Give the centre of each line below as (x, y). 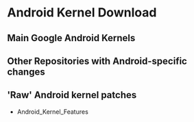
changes (26, 72)
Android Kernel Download (82, 13)
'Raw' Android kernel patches (72, 95)
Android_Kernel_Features (53, 112)
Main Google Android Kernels (71, 38)
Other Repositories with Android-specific (97, 61)
